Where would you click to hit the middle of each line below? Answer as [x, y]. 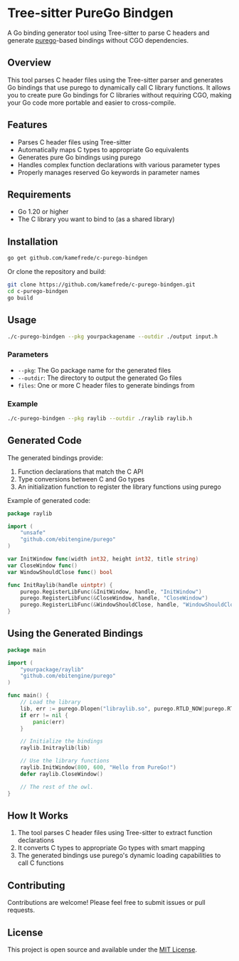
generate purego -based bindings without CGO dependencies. [98, 40]
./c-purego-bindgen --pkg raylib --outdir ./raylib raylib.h [100, 418]
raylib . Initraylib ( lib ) [55, 748]
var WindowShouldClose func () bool [60, 572]
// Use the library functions [65, 761]
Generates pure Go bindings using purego [79, 157]
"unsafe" [33, 533]
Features [27, 125]
